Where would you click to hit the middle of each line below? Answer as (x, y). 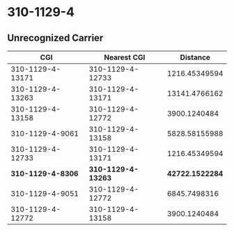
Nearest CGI (125, 57)
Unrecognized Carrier (55, 38)
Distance (195, 57)
